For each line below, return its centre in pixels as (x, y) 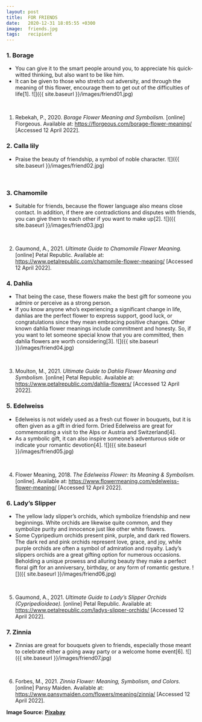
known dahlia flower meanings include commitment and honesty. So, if (103, 329)
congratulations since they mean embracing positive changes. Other (100, 322)
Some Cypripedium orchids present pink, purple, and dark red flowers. (103, 535)
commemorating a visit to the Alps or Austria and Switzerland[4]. (96, 432)
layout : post (23, 12)
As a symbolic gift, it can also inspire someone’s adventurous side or (100, 439)
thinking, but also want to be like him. (78, 75)
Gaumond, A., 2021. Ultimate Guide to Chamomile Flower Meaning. (98, 249)
